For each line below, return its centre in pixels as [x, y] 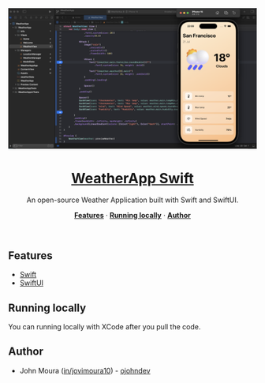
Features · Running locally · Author [132, 216]
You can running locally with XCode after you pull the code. [105, 327]
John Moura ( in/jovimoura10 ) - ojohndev [85, 370]
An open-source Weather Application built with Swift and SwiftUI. [132, 200]
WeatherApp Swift [132, 178]
